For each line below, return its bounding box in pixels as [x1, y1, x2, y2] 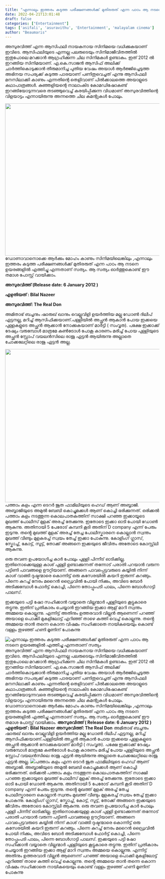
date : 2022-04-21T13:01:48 [5, 12, 60, 17]
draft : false [5, 16, 32, 21]
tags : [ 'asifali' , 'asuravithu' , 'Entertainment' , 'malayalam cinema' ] [5, 26, 154, 30]
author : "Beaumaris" [5, 30, 47, 35]
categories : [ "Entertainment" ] [5, 21, 69, 26]
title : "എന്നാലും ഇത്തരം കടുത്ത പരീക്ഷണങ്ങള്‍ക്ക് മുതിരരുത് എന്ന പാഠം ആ [5, 7, 148, 12]
